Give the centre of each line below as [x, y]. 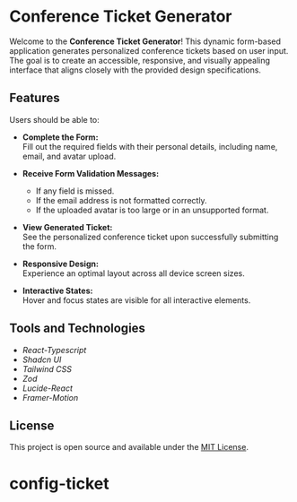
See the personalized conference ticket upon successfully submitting [150, 237]
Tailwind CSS [47, 368]
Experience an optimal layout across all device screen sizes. [133, 273]
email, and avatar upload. [69, 156]
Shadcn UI [42, 359]
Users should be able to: [55, 119]
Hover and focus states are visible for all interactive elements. [136, 300]
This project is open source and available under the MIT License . [129, 447]
